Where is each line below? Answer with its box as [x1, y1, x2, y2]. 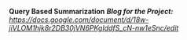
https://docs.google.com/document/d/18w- [9, 15, 149, 24]
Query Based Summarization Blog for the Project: [9, 7, 174, 16]
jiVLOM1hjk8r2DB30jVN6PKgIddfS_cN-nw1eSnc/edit [9, 24, 179, 32]
